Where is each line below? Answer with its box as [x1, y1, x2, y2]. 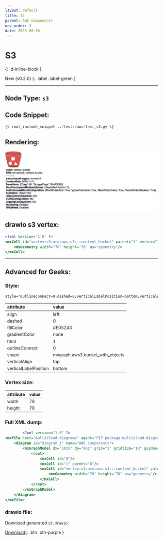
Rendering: [5, 138, 40, 146]
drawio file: [5, 509, 33, 516]
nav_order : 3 [5, 23, 32, 28]
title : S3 [5, 13, 25, 18]
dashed [7, 318, 22, 324]
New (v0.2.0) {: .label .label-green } [5, 76, 76, 81]
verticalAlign [7, 359, 33, 365]
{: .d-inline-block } [5, 66, 42, 72]
